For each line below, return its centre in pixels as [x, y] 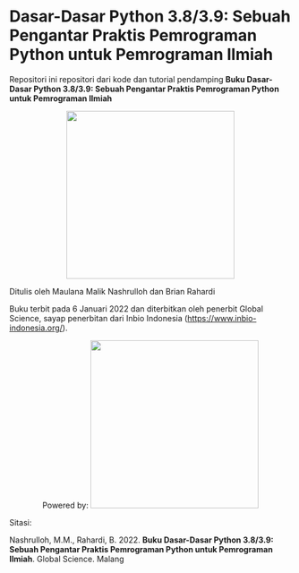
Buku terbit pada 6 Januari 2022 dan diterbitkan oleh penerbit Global [137, 308]
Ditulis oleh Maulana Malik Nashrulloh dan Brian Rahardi [112, 291]
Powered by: [65, 505]
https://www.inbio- [222, 318]
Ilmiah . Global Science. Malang [67, 559]
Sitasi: [21, 522]
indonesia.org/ [36, 328]
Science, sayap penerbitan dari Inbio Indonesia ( [98, 318]
